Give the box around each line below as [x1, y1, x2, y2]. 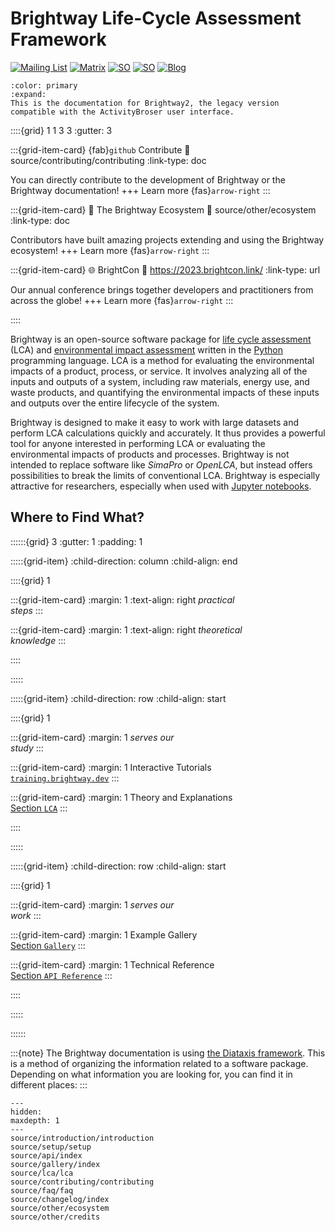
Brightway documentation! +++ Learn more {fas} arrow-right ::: [10, 184, 271, 196]
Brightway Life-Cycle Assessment [10, 7, 302, 30]
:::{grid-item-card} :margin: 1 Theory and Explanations [10, 791, 233, 803]
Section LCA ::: [10, 802, 68, 814]
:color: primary [10, 80, 78, 91]
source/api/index [10, 1150, 83, 1161]
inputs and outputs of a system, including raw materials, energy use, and [10, 375, 310, 387]
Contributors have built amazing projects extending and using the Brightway [10, 233, 325, 246]
